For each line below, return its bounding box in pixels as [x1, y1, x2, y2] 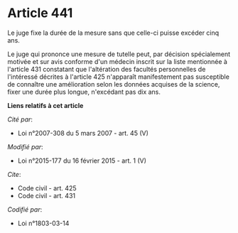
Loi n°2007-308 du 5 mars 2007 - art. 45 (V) [17, 129, 149, 137]
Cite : [7, 170, 21, 178]
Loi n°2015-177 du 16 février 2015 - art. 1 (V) [17, 156, 147, 165]
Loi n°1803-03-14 [17, 219, 70, 227]
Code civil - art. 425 [17, 183, 77, 193]
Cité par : [7, 115, 33, 124]
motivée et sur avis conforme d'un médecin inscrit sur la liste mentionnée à [7, 57, 227, 65]
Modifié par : [7, 142, 44, 151]
